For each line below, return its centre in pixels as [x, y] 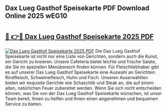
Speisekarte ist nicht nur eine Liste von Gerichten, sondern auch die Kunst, [82, 56]
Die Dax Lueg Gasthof [118, 51]
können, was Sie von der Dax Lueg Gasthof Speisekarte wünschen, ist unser [83, 93]
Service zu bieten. [24, 104]
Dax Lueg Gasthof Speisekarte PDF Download [77, 8]
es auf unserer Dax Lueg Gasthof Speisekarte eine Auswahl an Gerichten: [81, 72]
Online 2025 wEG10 [36, 16]
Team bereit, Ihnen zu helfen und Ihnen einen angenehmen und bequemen [82, 99]
